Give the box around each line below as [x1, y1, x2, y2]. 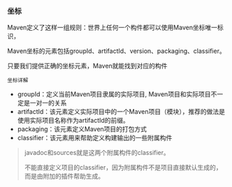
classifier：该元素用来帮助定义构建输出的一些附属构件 [17, 134, 173, 142]
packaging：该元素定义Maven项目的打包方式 [17, 125, 147, 133]
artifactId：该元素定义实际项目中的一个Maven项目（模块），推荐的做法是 [17, 107, 226, 116]
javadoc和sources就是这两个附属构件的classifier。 [24, 149, 170, 157]
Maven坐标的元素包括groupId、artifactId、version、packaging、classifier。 [7, 47, 226, 55]
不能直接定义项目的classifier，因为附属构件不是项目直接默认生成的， [24, 163, 222, 172]
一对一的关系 [29, 99, 67, 107]
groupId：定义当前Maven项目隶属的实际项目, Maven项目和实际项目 [17, 90, 211, 98]
